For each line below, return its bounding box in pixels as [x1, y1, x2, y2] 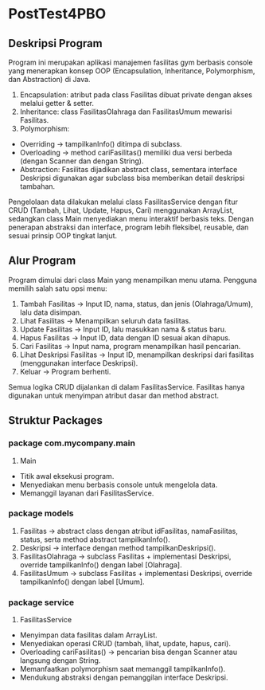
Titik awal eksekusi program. [19, 471, 115, 480]
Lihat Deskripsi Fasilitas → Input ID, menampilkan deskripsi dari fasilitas [19, 350, 255, 359]
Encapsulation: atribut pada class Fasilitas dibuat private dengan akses [19, 90, 253, 100]
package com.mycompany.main [8, 437, 135, 449]
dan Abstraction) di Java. [8, 75, 91, 84]
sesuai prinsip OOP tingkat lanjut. [8, 231, 118, 240]
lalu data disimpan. [19, 308, 82, 317]
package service [8, 597, 74, 608]
